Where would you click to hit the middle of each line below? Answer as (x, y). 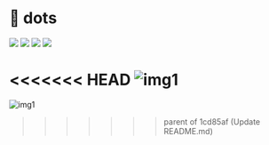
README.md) (188, 131)
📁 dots (33, 18)
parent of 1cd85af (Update (212, 121)
